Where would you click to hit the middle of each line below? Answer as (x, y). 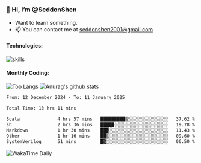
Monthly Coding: (28, 73)
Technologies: (25, 45)
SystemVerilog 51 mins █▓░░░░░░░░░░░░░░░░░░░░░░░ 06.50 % (101, 141)
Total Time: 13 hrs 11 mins (42, 108)
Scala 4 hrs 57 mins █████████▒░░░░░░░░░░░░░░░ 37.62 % (101, 119)
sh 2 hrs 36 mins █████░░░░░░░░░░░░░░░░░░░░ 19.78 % (101, 125)
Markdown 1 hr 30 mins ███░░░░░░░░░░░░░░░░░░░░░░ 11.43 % (101, 130)
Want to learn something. (46, 23)
